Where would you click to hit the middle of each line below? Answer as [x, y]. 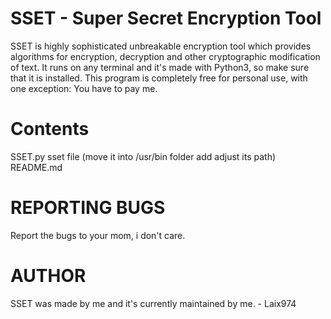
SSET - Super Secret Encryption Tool [166, 18]
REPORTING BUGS [88, 208]
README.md [36, 167]
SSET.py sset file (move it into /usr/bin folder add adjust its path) [143, 156]
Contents [50, 129]
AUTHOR [48, 276]
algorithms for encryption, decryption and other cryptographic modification [165, 56]
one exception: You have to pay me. [84, 88]
